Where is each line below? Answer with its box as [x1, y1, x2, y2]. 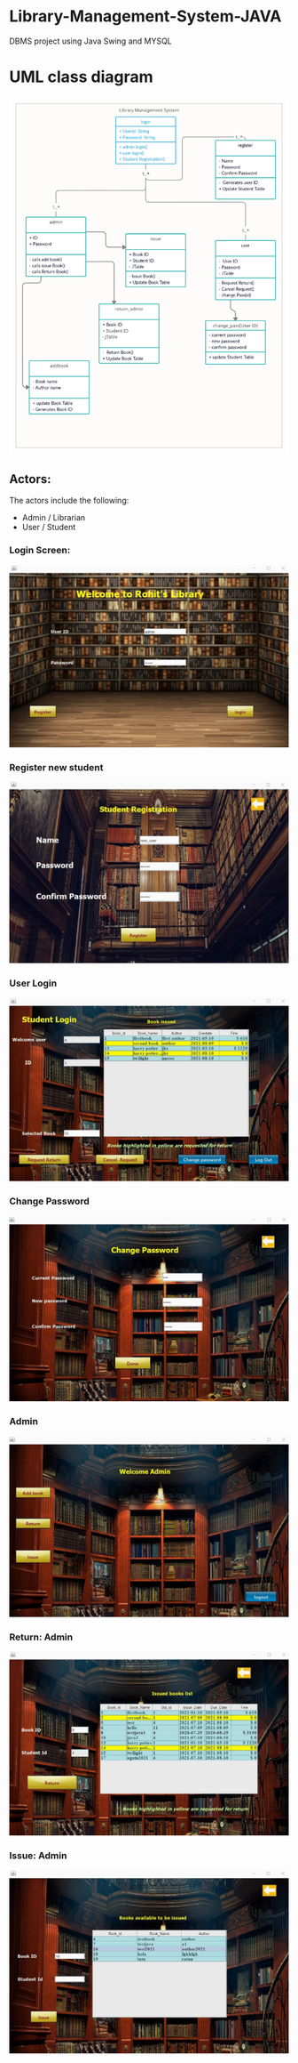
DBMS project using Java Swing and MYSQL [9, 36, 173, 46]
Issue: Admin [9, 1849, 67, 1861]
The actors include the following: [9, 496, 129, 506]
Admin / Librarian [21, 512, 86, 523]
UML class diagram [9, 67, 153, 87]
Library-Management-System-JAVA [9, 6, 282, 27]
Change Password [9, 1195, 90, 1207]
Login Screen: [9, 544, 71, 557]
